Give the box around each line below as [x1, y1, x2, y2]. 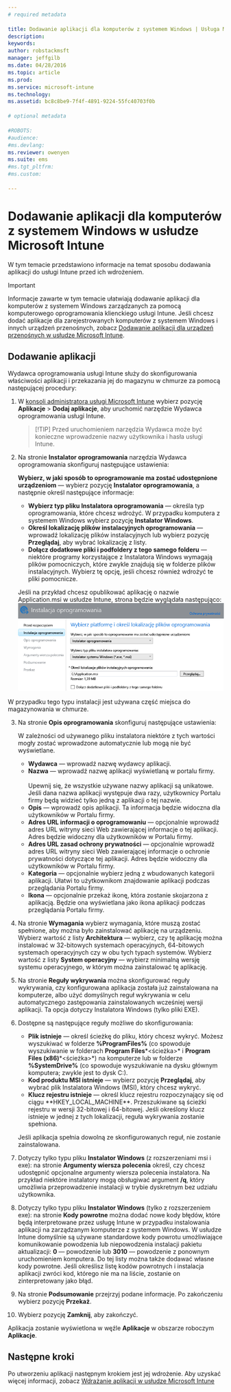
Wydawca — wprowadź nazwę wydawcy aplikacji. [27, 759, 172, 768]
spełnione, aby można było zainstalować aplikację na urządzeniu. [17, 926, 203, 935]
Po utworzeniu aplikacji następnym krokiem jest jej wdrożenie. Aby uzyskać [8, 1369, 221, 1378]
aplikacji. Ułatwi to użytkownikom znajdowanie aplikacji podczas [27, 876, 210, 884]
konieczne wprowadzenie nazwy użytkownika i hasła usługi [34, 432, 203, 440]
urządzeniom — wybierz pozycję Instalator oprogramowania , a [17, 481, 199, 489]
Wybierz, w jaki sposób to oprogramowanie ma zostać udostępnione [17, 473, 218, 481]
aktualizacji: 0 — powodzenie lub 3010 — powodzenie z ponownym [17, 1247, 210, 1255]
